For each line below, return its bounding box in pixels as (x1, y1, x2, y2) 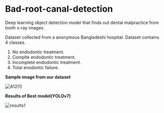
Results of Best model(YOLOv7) (5, 93, 71, 99)
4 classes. (5, 39, 26, 45)
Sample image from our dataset (5, 74, 71, 80)
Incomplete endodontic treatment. (12, 59, 82, 65)
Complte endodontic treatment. (12, 54, 76, 60)
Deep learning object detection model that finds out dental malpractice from (5, 20, 159, 25)
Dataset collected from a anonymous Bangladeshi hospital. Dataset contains (5, 34, 160, 40)
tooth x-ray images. (5, 24, 45, 30)
